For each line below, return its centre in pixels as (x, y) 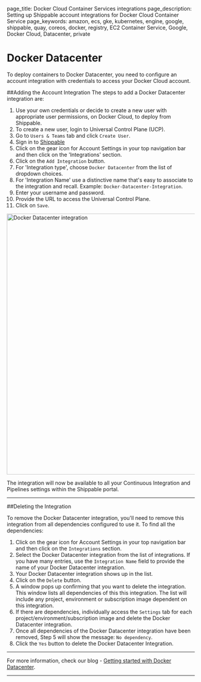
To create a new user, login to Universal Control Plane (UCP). (90, 129)
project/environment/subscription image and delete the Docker (93, 618)
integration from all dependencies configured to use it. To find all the (91, 524)
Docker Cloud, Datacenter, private (49, 34)
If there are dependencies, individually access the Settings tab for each (104, 612)
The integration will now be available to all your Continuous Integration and (98, 483)
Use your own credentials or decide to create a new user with (91, 110)
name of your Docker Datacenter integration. (70, 567)
